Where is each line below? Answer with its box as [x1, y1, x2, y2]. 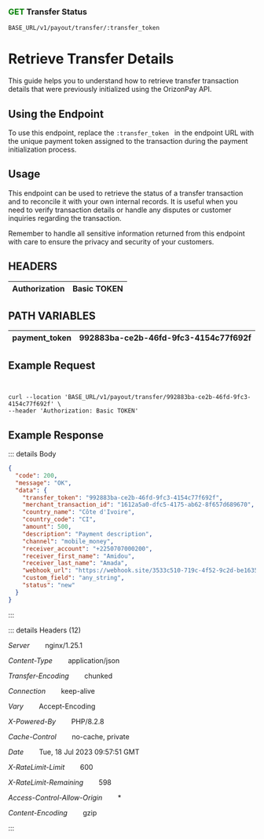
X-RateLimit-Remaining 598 [8, 777, 112, 787]
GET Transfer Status [8, 6, 88, 17]
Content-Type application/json [8, 655, 120, 665]
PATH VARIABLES [8, 310, 96, 323]
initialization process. [8, 145, 77, 155]
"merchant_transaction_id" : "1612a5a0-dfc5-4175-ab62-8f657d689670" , [22, 501, 255, 509]
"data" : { [15, 486, 47, 494]
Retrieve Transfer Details [8, 50, 174, 68]
